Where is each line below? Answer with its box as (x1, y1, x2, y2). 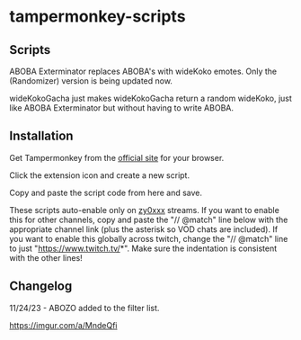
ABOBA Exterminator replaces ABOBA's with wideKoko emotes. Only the (9, 66, 278, 76)
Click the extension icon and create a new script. (9, 169, 190, 181)
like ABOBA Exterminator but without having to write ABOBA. (9, 103, 234, 113)
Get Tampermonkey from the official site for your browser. (9, 152, 225, 163)
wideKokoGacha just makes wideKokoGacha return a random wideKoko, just (9, 93, 292, 103)
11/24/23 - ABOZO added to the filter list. (9, 302, 160, 313)
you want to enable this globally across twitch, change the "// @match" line (9, 233, 288, 244)
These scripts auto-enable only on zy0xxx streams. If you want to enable (9, 204, 280, 215)
